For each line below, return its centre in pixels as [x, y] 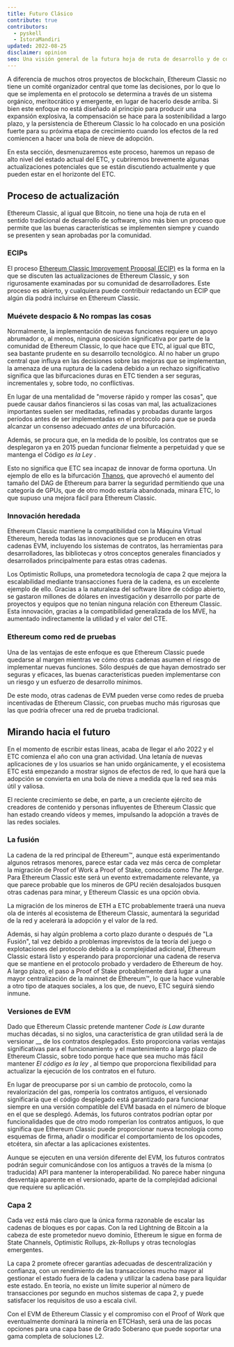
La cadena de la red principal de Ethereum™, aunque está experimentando [114, 855]
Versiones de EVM [39, 1011]
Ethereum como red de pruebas [62, 637]
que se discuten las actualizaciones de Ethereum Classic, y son [98, 276]
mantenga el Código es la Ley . [52, 455]
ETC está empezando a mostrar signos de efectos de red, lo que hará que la [117, 771]
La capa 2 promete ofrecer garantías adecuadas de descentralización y [110, 1263]
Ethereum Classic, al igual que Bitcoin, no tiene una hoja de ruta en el [107, 213]
